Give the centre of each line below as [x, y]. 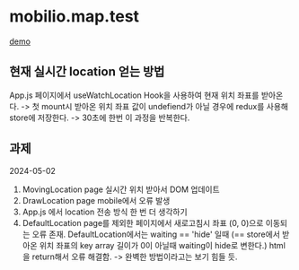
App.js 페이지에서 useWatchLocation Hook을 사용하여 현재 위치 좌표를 [134, 95]
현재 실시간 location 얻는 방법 [87, 72]
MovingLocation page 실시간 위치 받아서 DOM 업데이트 [121, 189]
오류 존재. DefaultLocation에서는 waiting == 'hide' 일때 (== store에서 [156, 234]
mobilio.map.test [75, 17]
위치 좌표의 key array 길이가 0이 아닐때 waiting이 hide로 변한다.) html [162, 245]
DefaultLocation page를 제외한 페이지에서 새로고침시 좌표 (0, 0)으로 [143, 222]
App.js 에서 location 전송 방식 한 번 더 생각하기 [105, 212]
